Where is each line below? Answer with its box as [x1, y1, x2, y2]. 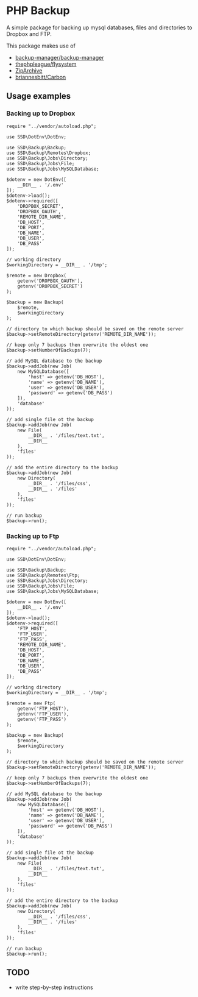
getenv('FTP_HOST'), [17, 705, 69, 712]
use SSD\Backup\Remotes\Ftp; [6, 572, 80, 578]
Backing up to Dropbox [6, 109, 76, 118]
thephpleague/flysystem [15, 60, 77, 68]
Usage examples [6, 91, 71, 101]
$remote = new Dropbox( [6, 272, 67, 279]
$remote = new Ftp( [6, 700, 56, 706]
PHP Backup [6, 4, 70, 18]
